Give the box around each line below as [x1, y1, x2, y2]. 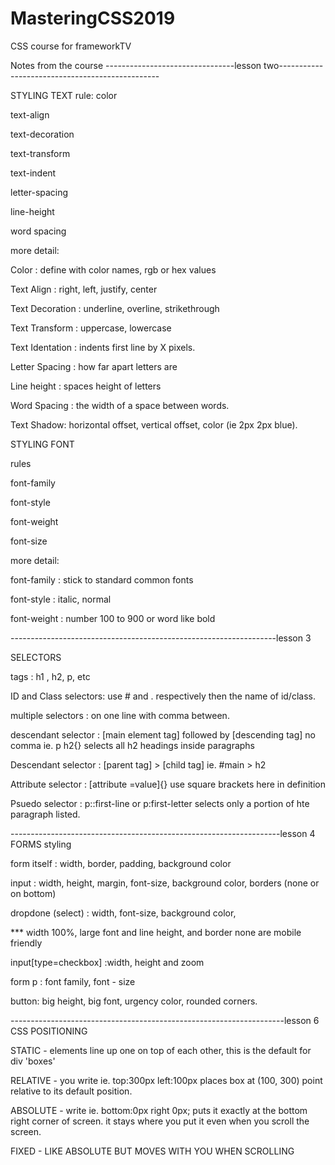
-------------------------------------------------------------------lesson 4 [10, 827, 316, 839]
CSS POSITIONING [10, 1025, 88, 1037]
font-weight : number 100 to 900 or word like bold [10, 612, 216, 624]
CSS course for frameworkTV [10, 40, 132, 52]
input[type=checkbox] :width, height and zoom [10, 956, 205, 968]
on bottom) [10, 887, 57, 899]
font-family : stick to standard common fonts [10, 573, 194, 586]
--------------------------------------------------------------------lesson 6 [10, 1014, 320, 1026]
